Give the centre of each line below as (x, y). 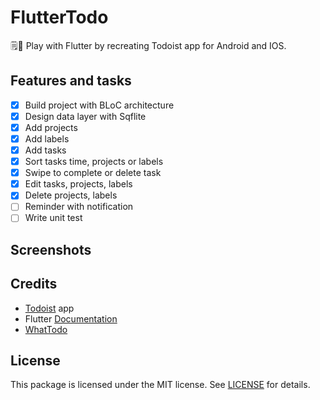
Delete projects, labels (71, 195)
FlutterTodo (59, 17)
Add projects (51, 127)
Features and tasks (71, 81)
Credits (34, 284)
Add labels (47, 138)
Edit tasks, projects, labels (78, 184)
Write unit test (53, 218)
